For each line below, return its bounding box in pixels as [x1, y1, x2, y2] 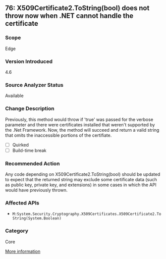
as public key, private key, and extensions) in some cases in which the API [5, 182, 157, 188]
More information [5, 248, 41, 254]
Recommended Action [5, 160, 60, 167]
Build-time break [12, 147, 47, 153]
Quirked [12, 142, 29, 148]
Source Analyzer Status [5, 81, 63, 88]
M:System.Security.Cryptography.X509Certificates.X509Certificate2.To [12, 211, 162, 217]
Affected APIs [5, 199, 40, 206]
